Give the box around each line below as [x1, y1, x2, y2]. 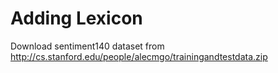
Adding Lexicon [10, 7, 143, 30]
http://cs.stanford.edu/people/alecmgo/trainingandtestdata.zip [10, 50, 268, 62]
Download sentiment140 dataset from [10, 40, 165, 52]
